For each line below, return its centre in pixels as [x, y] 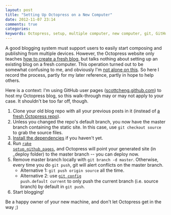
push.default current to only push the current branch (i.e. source [89, 181]
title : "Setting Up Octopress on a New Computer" [59, 15]
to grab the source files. [38, 132]
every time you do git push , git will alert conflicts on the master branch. [88, 165]
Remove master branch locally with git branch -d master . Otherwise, [85, 160]
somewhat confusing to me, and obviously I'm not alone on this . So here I [82, 70]
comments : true [21, 24]
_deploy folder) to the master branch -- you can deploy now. [76, 154]
